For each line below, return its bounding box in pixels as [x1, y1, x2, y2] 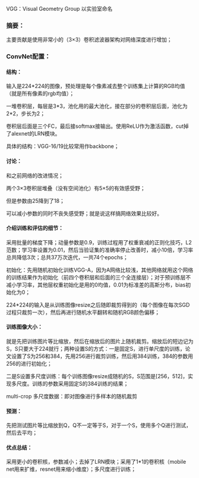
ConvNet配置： [6, 52, 51, 61]
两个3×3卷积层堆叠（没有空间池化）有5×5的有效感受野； [6, 184, 146, 191]
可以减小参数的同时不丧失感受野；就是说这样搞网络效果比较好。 [6, 210, 162, 217]
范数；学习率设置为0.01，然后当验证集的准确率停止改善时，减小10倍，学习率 [6, 246, 194, 253]
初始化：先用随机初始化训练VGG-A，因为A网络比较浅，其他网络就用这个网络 [6, 266, 194, 273]
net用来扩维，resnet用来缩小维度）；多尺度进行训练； [6, 466, 137, 473]
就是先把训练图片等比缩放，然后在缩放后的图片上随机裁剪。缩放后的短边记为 [6, 338, 194, 345]
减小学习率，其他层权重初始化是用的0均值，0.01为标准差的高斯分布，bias [6, 281, 186, 288]
